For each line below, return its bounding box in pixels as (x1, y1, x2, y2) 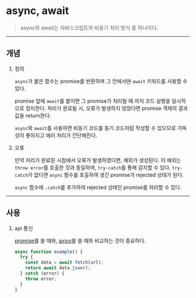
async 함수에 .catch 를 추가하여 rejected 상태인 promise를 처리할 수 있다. (14, 183, 182, 191)
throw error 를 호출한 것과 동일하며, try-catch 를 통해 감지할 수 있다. (14, 164, 171, 171)
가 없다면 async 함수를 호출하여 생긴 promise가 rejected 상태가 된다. (27, 171, 184, 178)
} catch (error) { (20, 270, 65, 276)
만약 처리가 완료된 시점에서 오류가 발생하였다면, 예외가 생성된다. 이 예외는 (14, 156, 181, 163)
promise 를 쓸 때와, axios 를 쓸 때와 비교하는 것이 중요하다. (14, 237, 146, 244)
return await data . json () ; (25, 265, 91, 271)
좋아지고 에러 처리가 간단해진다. (25, 132, 97, 139)
